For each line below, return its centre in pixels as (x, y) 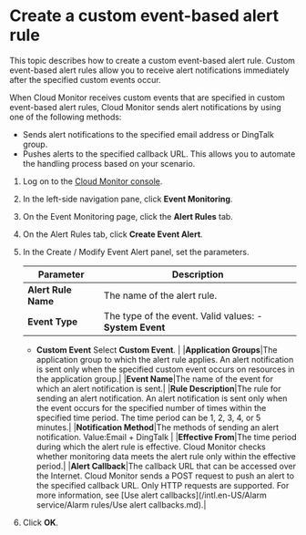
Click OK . (41, 522)
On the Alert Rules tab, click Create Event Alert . (112, 234)
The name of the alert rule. (160, 295)
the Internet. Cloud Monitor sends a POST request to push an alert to (165, 476)
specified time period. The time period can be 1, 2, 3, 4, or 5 (148, 417)
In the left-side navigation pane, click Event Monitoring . (127, 199)
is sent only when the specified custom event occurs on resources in (165, 369)
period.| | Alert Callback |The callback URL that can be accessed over (166, 466)
